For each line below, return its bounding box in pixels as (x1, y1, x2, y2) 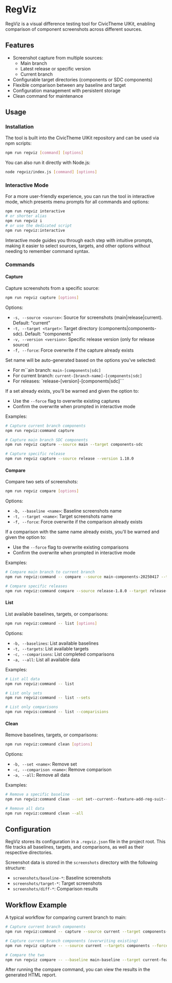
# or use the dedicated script (5, 223, 72, 228)
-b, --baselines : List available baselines (12, 640, 99, 646)
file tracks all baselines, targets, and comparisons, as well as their (5, 844, 144, 850)
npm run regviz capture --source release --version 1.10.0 (5, 456, 134, 461)
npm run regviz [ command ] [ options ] (5, 150, 83, 155)
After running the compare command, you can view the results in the (5, 967, 150, 973)
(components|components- (98, 325, 157, 331)
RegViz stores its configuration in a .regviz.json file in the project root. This (5, 839, 166, 845)
